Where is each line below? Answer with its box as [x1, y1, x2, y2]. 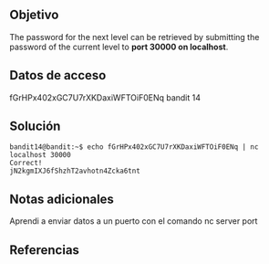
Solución [9, 119, 61, 134]
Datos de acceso [9, 68, 107, 83]
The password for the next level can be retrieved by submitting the [9, 31, 260, 42]
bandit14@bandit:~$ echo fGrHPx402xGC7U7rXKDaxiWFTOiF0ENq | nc [9, 143, 259, 152]
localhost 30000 [9, 151, 71, 160]
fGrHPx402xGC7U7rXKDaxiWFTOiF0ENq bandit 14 [9, 91, 202, 103]
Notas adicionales [9, 191, 114, 206]
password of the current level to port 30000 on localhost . [9, 41, 229, 52]
